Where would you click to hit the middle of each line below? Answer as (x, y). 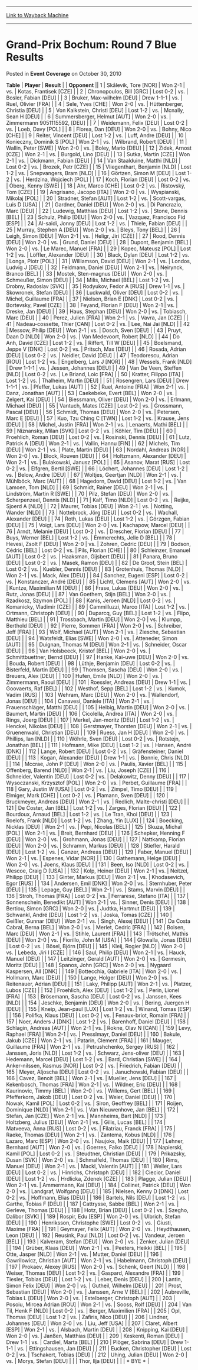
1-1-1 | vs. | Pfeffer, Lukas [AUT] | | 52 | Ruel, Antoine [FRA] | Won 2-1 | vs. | (97, 387)
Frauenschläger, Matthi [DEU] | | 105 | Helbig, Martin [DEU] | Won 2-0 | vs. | (98, 707)
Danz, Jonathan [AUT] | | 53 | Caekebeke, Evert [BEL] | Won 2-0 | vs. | (92, 393)
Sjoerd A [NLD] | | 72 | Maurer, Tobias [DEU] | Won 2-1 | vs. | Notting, (90, 506)
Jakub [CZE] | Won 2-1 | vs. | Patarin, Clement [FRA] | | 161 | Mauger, (89, 1040)
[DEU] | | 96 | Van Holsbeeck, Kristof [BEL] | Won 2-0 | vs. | (78, 651)
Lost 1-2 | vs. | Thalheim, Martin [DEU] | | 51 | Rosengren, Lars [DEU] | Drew (98, 380)
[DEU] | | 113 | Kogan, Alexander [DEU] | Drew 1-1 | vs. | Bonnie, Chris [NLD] (98, 757)
